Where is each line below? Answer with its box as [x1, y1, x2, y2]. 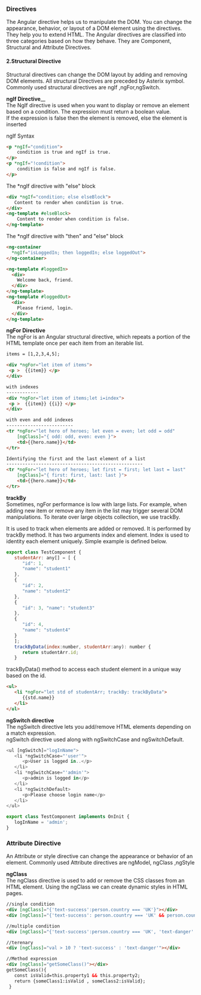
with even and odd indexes [6, 417, 74, 423]
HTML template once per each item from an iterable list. [6, 340, 144, 347]
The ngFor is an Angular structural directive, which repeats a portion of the [6, 333, 190, 340]
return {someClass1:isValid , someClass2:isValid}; [14, 978, 146, 984]
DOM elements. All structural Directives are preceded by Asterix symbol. [6, 77, 185, 84]
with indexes [6, 384, 39, 390]
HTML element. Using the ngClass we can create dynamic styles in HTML [6, 883, 188, 890]
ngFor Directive [6, 327, 46, 334]
